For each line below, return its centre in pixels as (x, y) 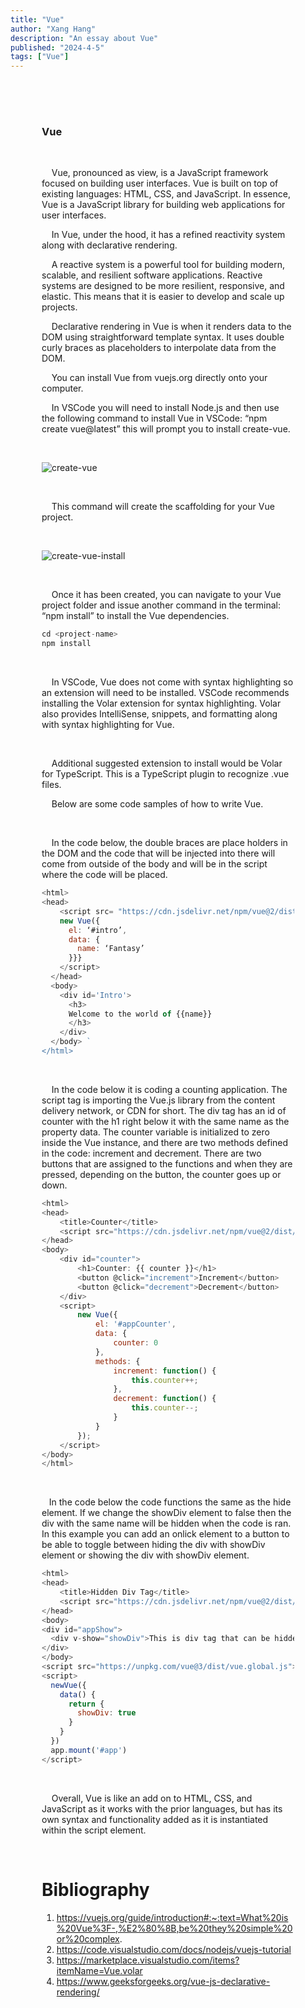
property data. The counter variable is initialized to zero (155, 1132)
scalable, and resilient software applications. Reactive (152, 275)
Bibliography (95, 1889)
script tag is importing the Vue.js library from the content (158, 1100)
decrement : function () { (165, 1399)
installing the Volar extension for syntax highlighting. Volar (161, 703)
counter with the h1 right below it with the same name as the (165, 1121)
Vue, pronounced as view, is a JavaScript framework (160, 173)
